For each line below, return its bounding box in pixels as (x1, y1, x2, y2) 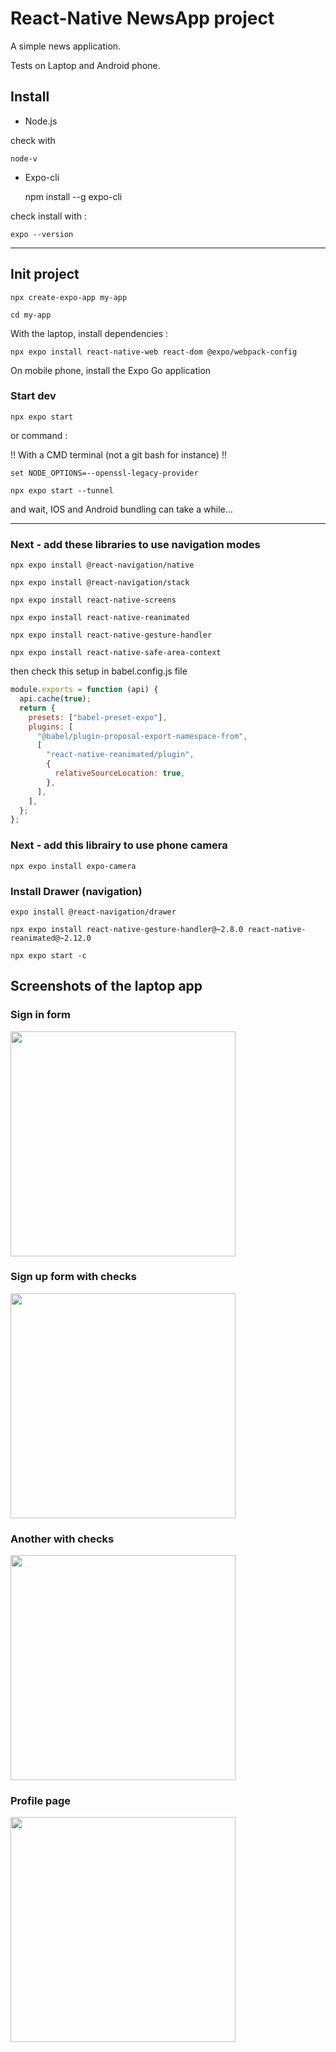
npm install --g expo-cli (24, 190, 123, 202)
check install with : (10, 210, 88, 222)
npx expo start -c (10, 950, 87, 961)
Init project (10, 266, 80, 283)
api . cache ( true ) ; (19, 694, 92, 704)
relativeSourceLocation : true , (54, 768, 186, 779)
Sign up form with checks (10, 1270, 137, 1284)
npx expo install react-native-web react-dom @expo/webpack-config (10, 347, 298, 357)
